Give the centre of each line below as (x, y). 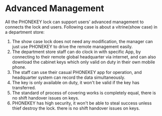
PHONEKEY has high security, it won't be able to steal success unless (82, 103)
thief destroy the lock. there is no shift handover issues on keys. (76, 108)
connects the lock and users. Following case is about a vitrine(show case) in (81, 27)
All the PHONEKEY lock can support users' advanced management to (74, 22)
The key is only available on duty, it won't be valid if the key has (76, 82)
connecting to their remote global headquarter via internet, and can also (84, 57)
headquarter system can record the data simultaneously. (69, 77)
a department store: (25, 32)
